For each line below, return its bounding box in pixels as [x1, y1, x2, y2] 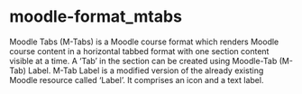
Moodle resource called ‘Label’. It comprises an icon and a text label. [9, 74, 264, 85]
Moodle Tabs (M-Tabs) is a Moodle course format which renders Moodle [9, 36, 279, 47]
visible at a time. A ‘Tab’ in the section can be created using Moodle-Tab [9, 55, 278, 66]
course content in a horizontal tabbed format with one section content [9, 45, 270, 56]
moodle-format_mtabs [9, 6, 183, 27]
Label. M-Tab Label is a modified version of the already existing [28, 65, 264, 76]
